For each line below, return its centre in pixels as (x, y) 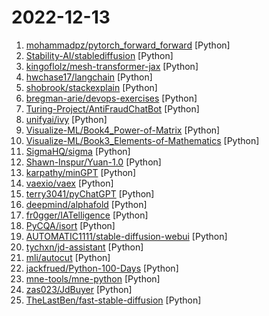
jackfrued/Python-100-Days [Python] (102, 268)
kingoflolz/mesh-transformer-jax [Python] (112, 66)
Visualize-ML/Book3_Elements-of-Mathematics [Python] (142, 140)
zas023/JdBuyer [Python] (79, 289)
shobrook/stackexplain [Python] (91, 87)
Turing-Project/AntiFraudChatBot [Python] (112, 108)
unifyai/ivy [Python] (66, 119)
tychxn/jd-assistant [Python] (84, 247)
